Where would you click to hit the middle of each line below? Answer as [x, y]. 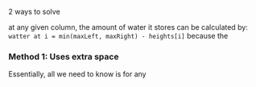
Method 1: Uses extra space [64, 56]
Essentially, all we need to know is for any [77, 74]
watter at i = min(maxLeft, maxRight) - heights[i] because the [118, 36]
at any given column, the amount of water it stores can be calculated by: [128, 27]
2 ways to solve [34, 12]
